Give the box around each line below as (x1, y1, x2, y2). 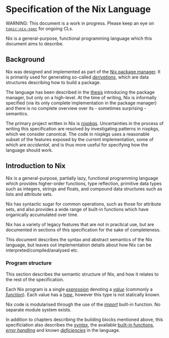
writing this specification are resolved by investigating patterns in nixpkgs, (6, 125, 160, 131)
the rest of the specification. (6, 276, 64, 283)
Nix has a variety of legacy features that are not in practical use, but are (6, 221, 154, 227)
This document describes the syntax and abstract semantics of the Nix (6, 236, 153, 242)
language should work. (6, 147, 53, 153)
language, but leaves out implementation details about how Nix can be (6, 242, 151, 248)
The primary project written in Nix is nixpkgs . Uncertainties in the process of (6, 120, 164, 126)
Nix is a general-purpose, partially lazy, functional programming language (6, 175, 158, 181)
